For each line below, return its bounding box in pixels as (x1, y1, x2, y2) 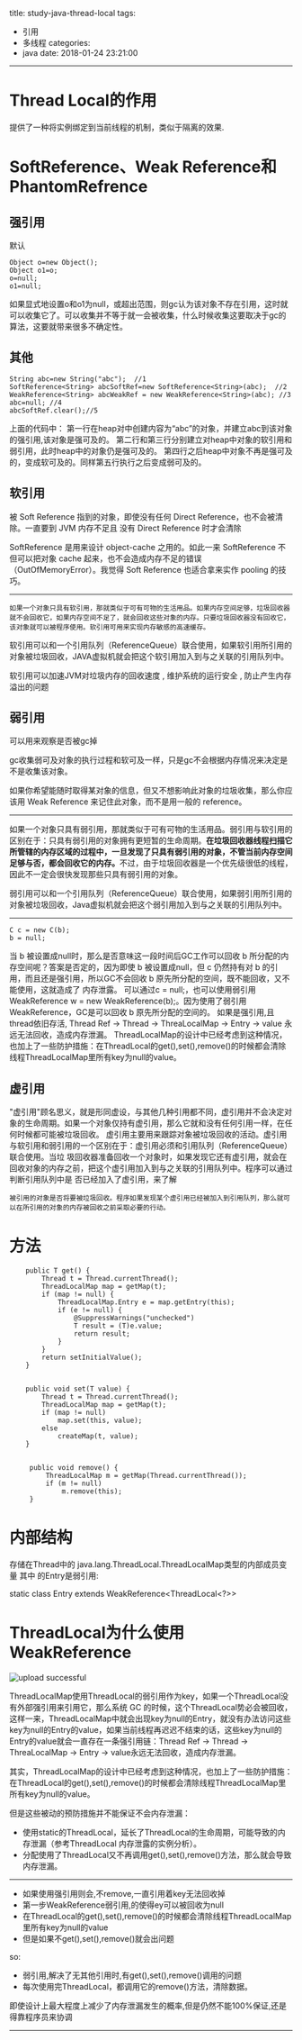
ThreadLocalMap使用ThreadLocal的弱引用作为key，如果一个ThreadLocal (9, 1691, 281, 1701)
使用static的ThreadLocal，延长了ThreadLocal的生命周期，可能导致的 (22, 1827, 279, 1837)
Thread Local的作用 (9, 90, 157, 111)
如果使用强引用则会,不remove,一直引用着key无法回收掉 (22, 1889, 226, 1899)
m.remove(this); (61, 1487, 123, 1496)
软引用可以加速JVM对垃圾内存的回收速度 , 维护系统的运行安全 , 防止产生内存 (9, 670, 292, 681)
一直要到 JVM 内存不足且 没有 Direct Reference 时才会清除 (24, 522, 242, 533)
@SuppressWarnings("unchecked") (73, 1314, 195, 1323)
